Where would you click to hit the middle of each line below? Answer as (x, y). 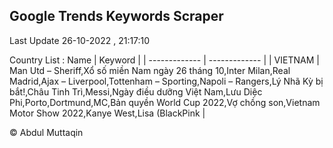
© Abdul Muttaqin (46, 132)
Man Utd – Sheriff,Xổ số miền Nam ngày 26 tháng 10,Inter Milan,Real (150, 70)
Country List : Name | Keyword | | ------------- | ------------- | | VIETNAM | (164, 60)
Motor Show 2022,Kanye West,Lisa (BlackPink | (107, 113)
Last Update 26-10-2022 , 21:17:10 (80, 40)
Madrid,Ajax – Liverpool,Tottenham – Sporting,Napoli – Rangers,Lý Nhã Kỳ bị (166, 81)
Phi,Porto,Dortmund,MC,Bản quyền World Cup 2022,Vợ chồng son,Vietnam (165, 102)
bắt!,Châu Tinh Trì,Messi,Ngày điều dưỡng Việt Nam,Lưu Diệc (136, 91)
